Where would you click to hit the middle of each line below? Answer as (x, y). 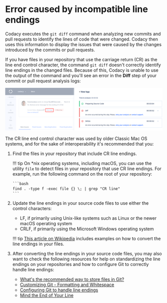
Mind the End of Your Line (47, 295)
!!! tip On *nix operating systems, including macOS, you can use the (82, 163)
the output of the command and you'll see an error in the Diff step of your (81, 75)
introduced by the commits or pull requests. (50, 50)
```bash (20, 184)
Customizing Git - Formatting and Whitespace (67, 284)
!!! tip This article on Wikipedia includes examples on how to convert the (86, 238)
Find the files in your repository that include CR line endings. (75, 154)
